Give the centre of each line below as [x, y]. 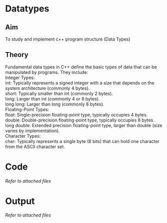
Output [20, 201]
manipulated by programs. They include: [47, 72]
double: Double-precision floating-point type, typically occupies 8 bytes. [80, 120]
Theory [17, 55]
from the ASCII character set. [35, 146]
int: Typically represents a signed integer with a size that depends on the [80, 82]
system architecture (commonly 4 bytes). [47, 88]
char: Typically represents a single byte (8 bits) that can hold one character [82, 141]
